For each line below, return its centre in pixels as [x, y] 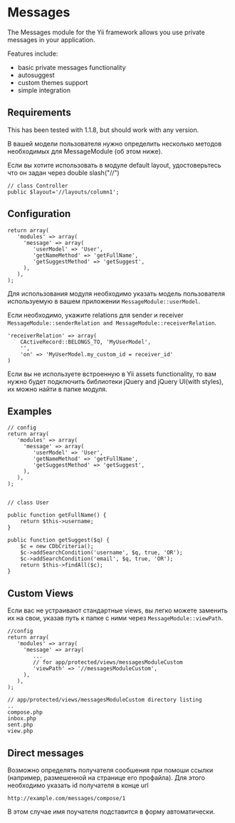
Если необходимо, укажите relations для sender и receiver [95, 315]
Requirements [39, 112]
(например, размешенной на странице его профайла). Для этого [106, 778]
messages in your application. [51, 39]
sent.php [20, 725]
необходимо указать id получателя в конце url [78, 785]
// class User [28, 503]
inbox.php [22, 719]
